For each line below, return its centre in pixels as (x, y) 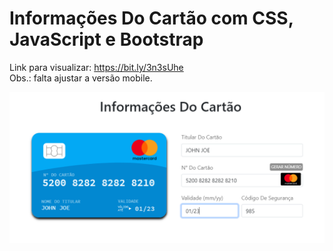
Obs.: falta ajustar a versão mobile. (81, 78)
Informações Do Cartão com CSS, (151, 18)
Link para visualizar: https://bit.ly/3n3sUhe (96, 67)
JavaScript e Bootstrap (106, 39)
